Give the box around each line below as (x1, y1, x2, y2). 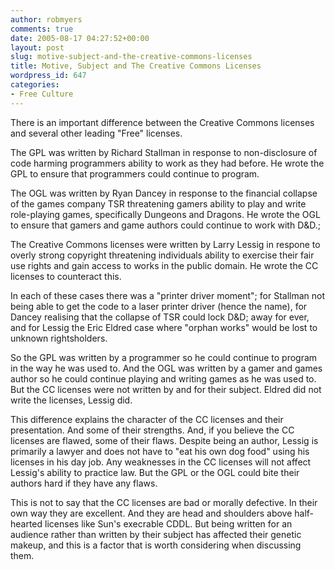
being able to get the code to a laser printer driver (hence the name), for (10, 300, 308, 312)
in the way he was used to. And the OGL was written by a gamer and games (10, 362, 323, 374)
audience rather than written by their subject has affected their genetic (10, 528, 302, 540)
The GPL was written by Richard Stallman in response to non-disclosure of (10, 146, 318, 158)
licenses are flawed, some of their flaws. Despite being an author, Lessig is (10, 434, 319, 446)
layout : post (10, 42, 65, 53)
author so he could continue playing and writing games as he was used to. (10, 372, 317, 385)
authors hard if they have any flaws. (10, 477, 158, 489)
